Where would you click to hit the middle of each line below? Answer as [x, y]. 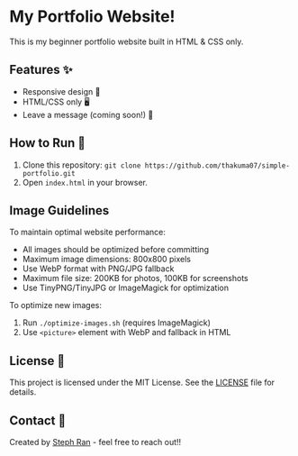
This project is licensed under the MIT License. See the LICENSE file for [142, 383]
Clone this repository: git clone [81, 165]
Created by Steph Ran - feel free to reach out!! [95, 442]
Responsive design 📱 [61, 91]
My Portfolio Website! [92, 17]
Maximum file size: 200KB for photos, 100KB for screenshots [135, 278]
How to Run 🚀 [48, 143]
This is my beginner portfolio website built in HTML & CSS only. [126, 41]
